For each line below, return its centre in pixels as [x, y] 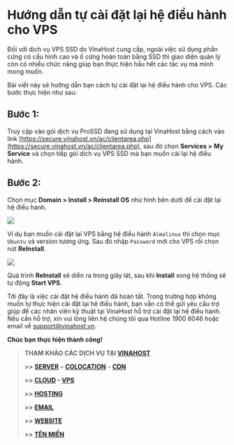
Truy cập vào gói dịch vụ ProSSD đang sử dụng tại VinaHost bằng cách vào [116, 131]
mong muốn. [25, 71]
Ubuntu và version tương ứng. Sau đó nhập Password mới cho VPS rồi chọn [113, 241]
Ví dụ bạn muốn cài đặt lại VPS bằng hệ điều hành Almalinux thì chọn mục [114, 233]
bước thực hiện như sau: [42, 92]
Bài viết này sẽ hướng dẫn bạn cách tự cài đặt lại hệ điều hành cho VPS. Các [117, 85]
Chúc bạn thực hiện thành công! [55, 340]
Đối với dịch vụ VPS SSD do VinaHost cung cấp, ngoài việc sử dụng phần [113, 49]
